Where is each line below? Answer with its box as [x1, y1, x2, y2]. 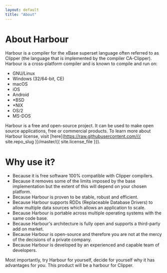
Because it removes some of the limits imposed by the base [12, 178, 136, 184]
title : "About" [5, 12, 37, 17]
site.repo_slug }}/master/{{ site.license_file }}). [5, 139, 101, 145]
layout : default [5, 7, 39, 13]
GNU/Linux [12, 71, 35, 77]
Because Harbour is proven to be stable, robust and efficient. [12, 194, 138, 200]
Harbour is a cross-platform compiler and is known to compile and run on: [5, 61, 157, 67]
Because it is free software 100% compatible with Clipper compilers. [12, 173, 154, 179]
